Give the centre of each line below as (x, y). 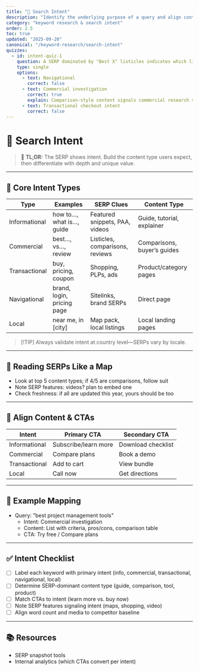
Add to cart (68, 463)
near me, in (68, 320)
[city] (60, 328)
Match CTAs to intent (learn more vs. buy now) (72, 599)
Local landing (157, 320)
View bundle (136, 463)
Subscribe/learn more (83, 444)
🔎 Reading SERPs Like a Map (59, 366)
